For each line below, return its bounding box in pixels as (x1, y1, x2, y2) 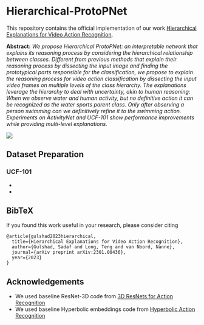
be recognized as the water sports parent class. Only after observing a (6, 100, 185, 108)
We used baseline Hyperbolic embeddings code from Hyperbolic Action (15, 306, 195, 313)
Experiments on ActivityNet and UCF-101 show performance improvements (6, 114, 194, 121)
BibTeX (6, 206, 33, 216)
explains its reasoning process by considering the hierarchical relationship (6, 49, 193, 56)
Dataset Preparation (6, 149, 84, 159)
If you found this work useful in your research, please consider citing (6, 222, 178, 229)
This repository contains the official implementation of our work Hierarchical (6, 24, 197, 32)
